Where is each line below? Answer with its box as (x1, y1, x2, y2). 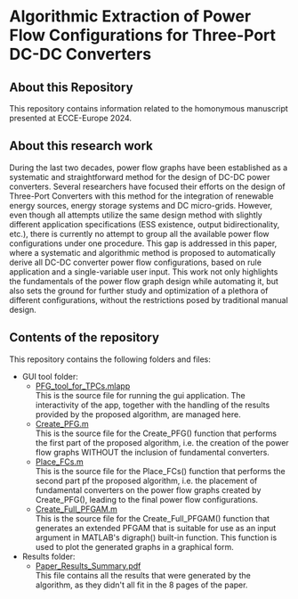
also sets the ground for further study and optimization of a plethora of (9, 285, 269, 296)
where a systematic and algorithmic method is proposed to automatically (9, 247, 276, 258)
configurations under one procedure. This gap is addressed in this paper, (9, 238, 278, 249)
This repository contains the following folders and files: (9, 354, 212, 365)
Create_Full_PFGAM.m (35, 504, 118, 514)
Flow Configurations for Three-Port (9, 25, 277, 45)
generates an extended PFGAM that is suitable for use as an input (35, 522, 277, 533)
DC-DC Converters (9, 45, 152, 64)
